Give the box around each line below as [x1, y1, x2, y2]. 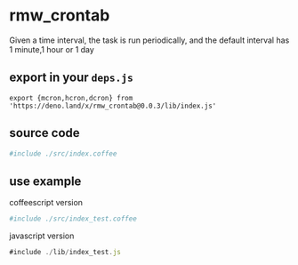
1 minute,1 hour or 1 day [9, 44, 95, 54]
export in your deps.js [9, 70, 133, 85]
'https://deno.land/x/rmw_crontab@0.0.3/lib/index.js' [9, 101, 217, 110]
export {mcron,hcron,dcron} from [9, 93, 133, 102]
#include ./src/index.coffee [9, 149, 117, 158]
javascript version [9, 230, 75, 241]
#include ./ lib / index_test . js [9, 248, 122, 257]
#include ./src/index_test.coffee [9, 214, 138, 223]
